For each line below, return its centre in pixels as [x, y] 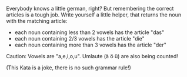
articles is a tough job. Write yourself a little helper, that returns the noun [93, 15]
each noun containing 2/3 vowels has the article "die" [80, 38]
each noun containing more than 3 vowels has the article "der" [90, 45]
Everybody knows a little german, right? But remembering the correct [90, 9]
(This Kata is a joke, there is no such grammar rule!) [69, 68]
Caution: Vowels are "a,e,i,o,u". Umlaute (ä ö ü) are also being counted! [92, 56]
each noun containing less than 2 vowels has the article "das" [89, 32]
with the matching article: [37, 21]
